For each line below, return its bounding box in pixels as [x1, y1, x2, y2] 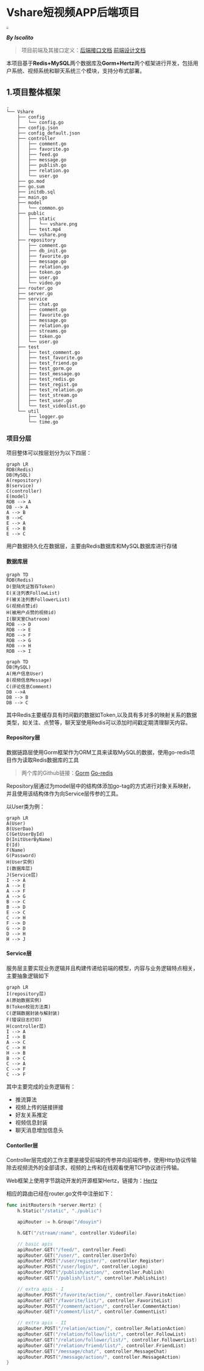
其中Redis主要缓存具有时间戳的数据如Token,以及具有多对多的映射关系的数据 [6, 711, 197, 718]
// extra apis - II [17, 1320, 67, 1326]
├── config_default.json [17, 130, 80, 136]
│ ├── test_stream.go [17, 392, 78, 399]
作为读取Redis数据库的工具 [11, 756, 79, 763]
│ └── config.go [17, 120, 64, 126]
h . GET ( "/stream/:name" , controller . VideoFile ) [17, 1230, 138, 1236]
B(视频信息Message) [6, 677, 52, 683]
